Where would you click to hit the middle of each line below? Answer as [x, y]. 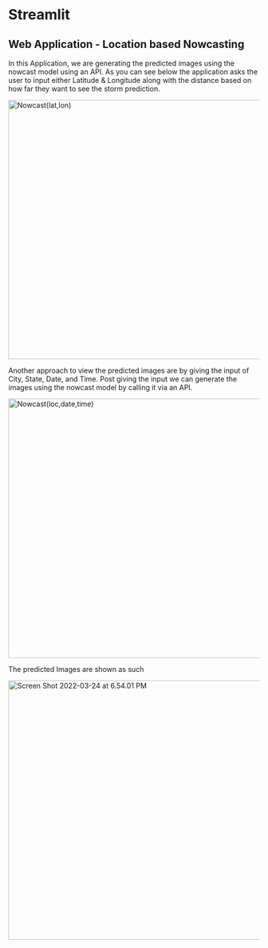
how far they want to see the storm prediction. [85, 89]
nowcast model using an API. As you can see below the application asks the [133, 72]
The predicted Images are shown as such [76, 669]
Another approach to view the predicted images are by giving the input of [129, 370]
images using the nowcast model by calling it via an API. [100, 387]
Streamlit [39, 15]
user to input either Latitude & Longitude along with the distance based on [130, 80]
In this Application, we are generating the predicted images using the [122, 63]
